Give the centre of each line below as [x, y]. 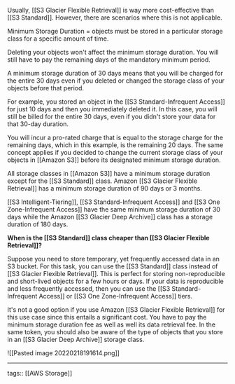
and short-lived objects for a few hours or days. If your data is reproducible [115, 281]
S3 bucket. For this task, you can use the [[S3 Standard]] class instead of [113, 266]
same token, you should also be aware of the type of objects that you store [115, 332]
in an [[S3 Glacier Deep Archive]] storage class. [76, 340]
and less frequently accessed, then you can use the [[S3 [89, 289]
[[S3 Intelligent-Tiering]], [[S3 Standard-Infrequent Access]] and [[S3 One [114, 202]
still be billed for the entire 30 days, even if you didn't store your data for [112, 116]
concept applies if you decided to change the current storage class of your [115, 152]
